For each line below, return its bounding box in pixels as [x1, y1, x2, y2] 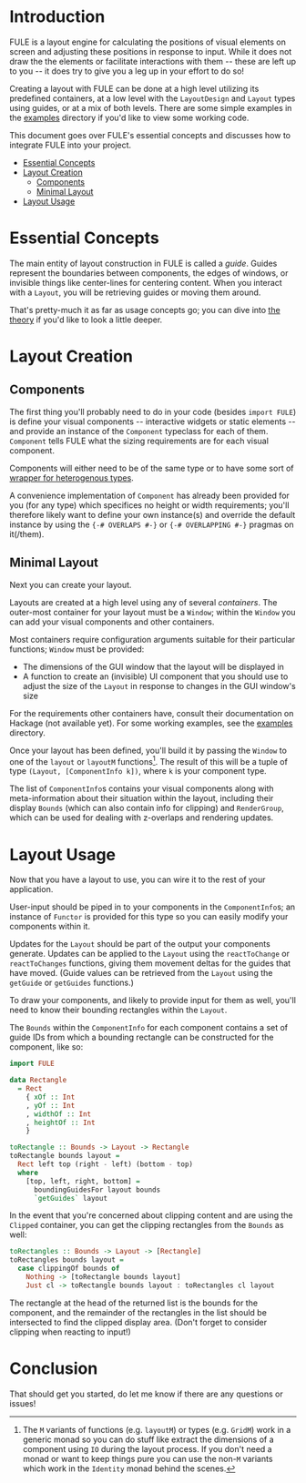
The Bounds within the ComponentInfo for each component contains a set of [9, 1022, 289, 1033]
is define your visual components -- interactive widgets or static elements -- [9, 416, 296, 427]
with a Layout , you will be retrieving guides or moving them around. [9, 287, 261, 298]
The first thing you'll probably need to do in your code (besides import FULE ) [9, 406, 297, 417]
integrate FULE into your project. [9, 139, 132, 150]
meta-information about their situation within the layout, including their [9, 793, 274, 804]
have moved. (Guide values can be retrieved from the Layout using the [9, 968, 273, 979]
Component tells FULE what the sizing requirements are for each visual [9, 435, 269, 446]
